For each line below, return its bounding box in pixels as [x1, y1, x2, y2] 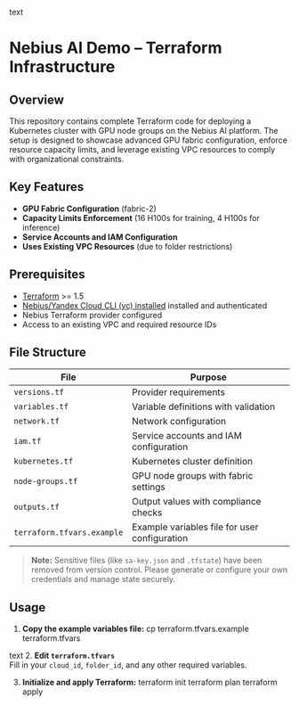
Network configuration [132, 415, 227, 428]
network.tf [13, 416, 60, 426]
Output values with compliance [132, 496, 262, 508]
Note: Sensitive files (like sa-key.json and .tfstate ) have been [30, 555, 263, 566]
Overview [9, 92, 65, 107]
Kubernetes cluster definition [132, 456, 254, 468]
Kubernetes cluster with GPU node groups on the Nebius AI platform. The [9, 126, 279, 135]
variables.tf [13, 402, 69, 412]
